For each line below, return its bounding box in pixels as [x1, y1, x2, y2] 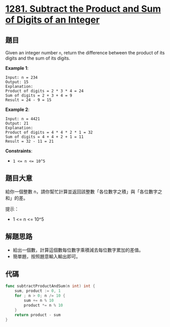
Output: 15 [5, 80, 29, 85]
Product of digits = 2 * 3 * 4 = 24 [5, 88, 84, 93]
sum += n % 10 [24, 298, 54, 303]
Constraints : [5, 148, 32, 154]
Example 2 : [5, 106, 30, 112]
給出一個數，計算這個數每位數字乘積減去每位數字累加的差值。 [12, 247, 144, 253]
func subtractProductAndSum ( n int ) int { [5, 283, 96, 289]
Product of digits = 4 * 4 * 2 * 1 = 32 [5, 130, 93, 135]
